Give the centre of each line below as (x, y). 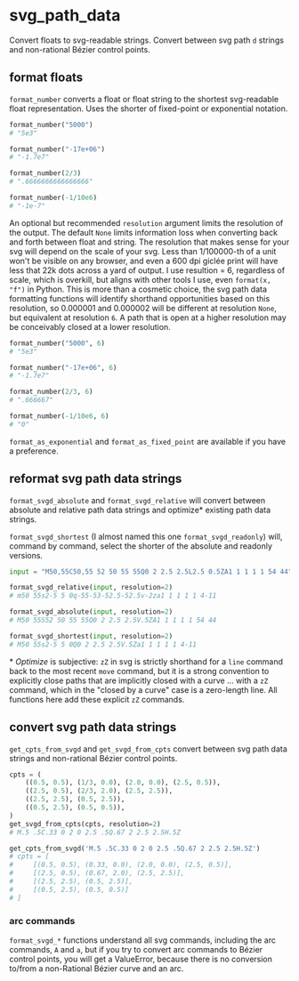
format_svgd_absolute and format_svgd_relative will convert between (137, 500)
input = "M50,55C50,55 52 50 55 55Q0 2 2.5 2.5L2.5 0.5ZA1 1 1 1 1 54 (143, 571)
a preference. (34, 451)
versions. (26, 555)
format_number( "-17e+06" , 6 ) (63, 367)
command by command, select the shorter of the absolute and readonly (141, 546)
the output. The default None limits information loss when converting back (144, 232)
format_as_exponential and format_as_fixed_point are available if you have (148, 441)
